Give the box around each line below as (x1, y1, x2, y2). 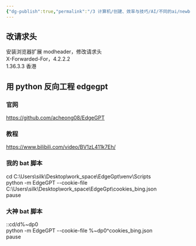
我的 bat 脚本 (6, 159, 43, 167)
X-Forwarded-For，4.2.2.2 (6, 56, 70, 63)
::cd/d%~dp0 (6, 221, 39, 228)
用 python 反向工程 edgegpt (6, 81, 108, 91)
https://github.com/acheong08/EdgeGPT (6, 115, 105, 122)
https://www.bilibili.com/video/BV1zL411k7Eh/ (6, 144, 116, 151)
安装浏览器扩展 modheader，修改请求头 (6, 48, 102, 56)
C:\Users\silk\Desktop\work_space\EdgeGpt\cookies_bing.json (6, 185, 157, 192)
